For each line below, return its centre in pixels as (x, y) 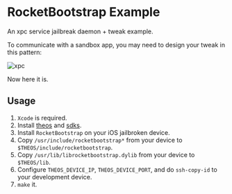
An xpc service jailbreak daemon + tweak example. (81, 31)
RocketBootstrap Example (84, 12)
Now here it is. (28, 79)
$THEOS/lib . (34, 162)
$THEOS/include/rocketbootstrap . (65, 147)
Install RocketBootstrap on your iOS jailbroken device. (93, 132)
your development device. (55, 177)
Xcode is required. (42, 118)
